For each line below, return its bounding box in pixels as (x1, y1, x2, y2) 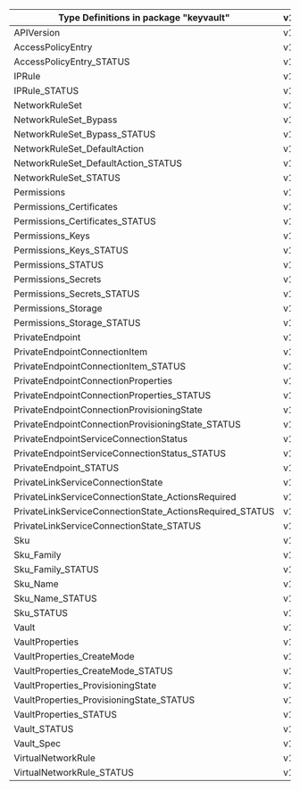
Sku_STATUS (13, 607, 69, 619)
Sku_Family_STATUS (13, 563, 100, 575)
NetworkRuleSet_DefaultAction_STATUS (13, 157, 183, 169)
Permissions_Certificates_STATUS (13, 215, 156, 227)
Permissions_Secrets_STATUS (13, 287, 140, 300)
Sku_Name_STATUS (13, 593, 97, 604)
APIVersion (13, 27, 61, 38)
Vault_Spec (13, 737, 61, 749)
